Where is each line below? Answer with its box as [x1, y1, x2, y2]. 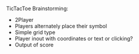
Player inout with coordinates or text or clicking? [14, 35, 133, 42]
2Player [14, 16, 34, 23]
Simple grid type [14, 29, 55, 36]
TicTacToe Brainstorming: [6, 5, 68, 12]
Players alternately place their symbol [14, 23, 108, 29]
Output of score [14, 41, 54, 48]
